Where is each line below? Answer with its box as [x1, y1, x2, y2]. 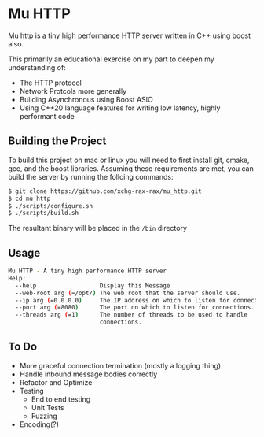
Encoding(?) [19, 419, 60, 429]
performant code [19, 111, 75, 120]
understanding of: [8, 62, 67, 72]
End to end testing [31, 394, 91, 404]
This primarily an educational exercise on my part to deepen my [8, 54, 214, 64]
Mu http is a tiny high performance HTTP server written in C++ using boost [8, 31, 251, 40]
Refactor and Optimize [19, 377, 93, 387]
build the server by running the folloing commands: [8, 172, 174, 181]
